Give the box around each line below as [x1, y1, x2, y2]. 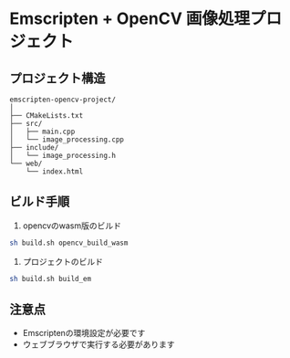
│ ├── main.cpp [9, 127, 76, 136]
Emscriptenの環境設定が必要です [22, 328, 146, 339]
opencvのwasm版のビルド [22, 220, 121, 231]
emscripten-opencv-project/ [9, 95, 117, 104]
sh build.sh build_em [9, 274, 92, 283]
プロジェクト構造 [9, 70, 106, 86]
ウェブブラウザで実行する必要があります [22, 339, 175, 350]
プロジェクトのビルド [22, 256, 103, 267]
